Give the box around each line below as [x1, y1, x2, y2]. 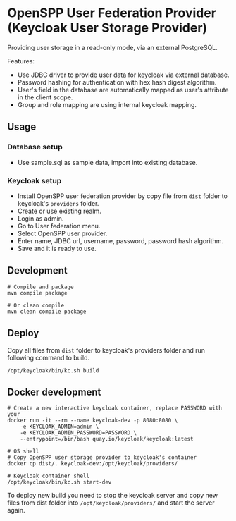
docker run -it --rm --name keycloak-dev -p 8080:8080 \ [7, 417, 178, 424]
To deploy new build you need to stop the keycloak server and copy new [7, 491, 218, 500]
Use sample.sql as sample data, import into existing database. [17, 158, 198, 166]
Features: [7, 56, 35, 65]
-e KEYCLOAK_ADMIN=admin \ [20, 423, 99, 431]
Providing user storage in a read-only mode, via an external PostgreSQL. [7, 43, 218, 51]
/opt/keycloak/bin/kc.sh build [7, 367, 99, 374]
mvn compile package [7, 289, 68, 297]
